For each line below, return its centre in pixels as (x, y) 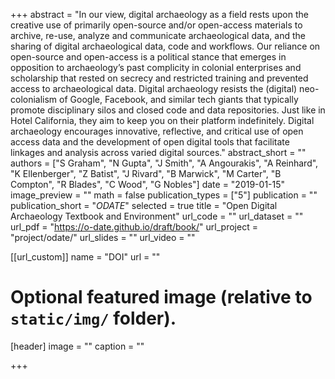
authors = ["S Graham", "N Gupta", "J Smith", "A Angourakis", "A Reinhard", (164, 163)
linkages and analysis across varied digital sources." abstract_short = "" (158, 152)
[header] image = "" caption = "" (77, 346)
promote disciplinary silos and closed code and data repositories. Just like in (168, 110)
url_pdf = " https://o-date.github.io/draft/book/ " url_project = (134, 227)
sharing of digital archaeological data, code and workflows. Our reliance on (165, 46)
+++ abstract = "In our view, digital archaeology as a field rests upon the (159, 14)
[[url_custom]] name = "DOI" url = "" (85, 257)
